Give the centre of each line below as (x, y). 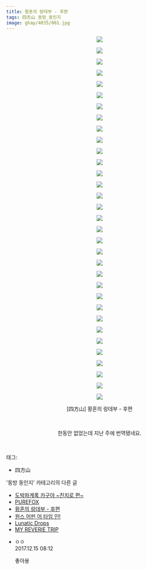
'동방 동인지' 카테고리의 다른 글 (42, 482)
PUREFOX (27, 502)
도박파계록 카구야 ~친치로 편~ (49, 496)
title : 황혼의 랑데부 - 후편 (37, 12)
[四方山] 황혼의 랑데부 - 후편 (100, 409)
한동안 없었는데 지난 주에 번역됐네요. (100, 433)
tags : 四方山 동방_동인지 (33, 17)
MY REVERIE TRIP (37, 529)
